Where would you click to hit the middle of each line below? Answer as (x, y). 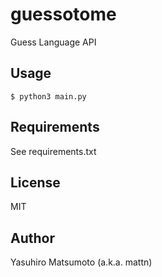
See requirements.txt (53, 151)
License (35, 182)
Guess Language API (53, 42)
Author (32, 238)
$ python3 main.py (48, 96)
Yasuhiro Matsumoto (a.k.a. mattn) (81, 262)
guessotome (63, 14)
